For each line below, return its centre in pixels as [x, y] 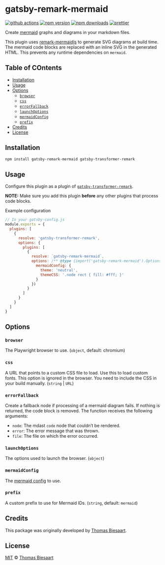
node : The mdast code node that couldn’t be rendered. [66, 425]
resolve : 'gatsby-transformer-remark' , [59, 238]
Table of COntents [34, 68]
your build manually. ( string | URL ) [40, 383]
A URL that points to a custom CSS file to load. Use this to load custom [77, 373]
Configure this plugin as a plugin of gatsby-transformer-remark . [69, 187]
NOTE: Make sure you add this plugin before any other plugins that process [82, 196]
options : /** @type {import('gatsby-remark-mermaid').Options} [97, 261]
